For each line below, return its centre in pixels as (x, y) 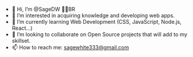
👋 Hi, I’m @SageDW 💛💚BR (43, 9)
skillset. (21, 41)
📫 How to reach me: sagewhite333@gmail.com (70, 47)
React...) (22, 28)
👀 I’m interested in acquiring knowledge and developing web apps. (93, 15)
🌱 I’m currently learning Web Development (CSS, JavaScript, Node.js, (96, 22)
